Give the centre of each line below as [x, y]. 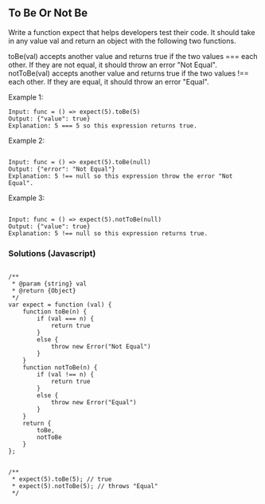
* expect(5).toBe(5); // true [62, 479]
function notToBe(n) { [60, 368]
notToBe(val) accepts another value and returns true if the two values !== [129, 73]
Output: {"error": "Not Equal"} [62, 169]
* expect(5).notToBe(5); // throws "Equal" [85, 486]
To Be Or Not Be [48, 13]
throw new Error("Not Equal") [101, 347]
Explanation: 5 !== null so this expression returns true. [108, 233]
